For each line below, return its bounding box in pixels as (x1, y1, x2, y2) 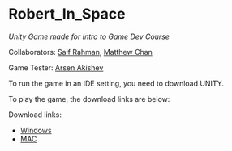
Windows (19, 125, 52, 135)
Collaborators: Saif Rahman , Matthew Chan (8, 47, 153, 57)
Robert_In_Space (8, 5, 126, 23)
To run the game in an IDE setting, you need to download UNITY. (8, 78, 225, 88)
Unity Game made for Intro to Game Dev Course (8, 31, 170, 41)
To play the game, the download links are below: (8, 94, 170, 103)
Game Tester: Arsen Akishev (8, 62, 104, 73)
